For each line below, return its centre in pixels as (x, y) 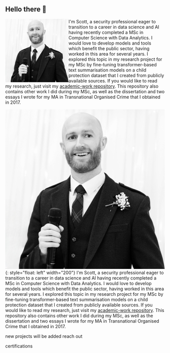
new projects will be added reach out (44, 336)
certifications (19, 346)
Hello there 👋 (26, 9)
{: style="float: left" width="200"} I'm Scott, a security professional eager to (84, 272)
